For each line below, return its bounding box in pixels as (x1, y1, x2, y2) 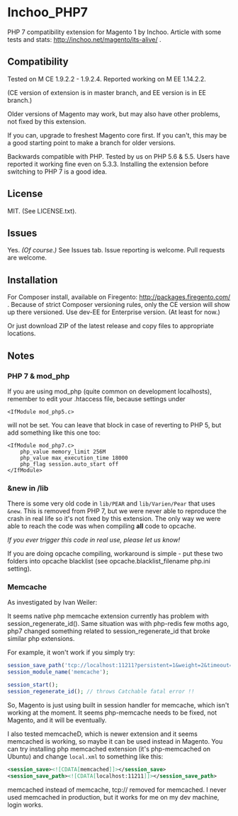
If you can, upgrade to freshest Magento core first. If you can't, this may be (7, 130, 227, 139)
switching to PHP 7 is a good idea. (7, 167, 108, 176)
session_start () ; (7, 681, 59, 688)
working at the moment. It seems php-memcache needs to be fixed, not (7, 708, 217, 717)
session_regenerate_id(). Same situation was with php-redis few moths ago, (7, 620, 229, 628)
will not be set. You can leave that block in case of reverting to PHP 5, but (7, 420, 222, 429)
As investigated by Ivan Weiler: (7, 598, 98, 607)
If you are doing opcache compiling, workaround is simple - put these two (7, 549, 223, 558)
